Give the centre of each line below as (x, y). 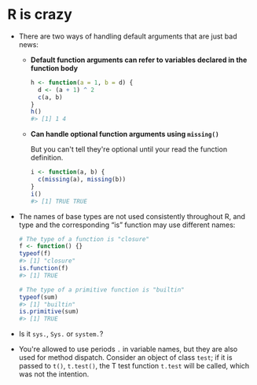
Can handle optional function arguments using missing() (125, 134)
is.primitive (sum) (49, 312)
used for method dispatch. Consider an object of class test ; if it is (125, 357)
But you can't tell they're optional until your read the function (129, 149)
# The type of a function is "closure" (84, 239)
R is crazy (40, 15)
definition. (47, 158)
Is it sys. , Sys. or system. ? (61, 334)
